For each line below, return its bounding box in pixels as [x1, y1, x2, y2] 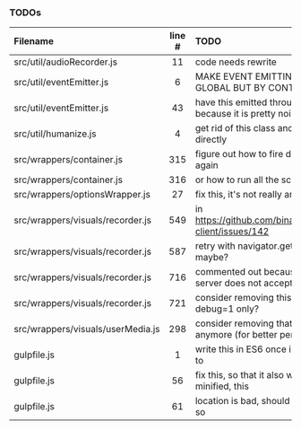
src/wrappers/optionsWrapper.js [13, 189, 150, 201]
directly [194, 133, 227, 145]
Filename [13, 35, 54, 48]
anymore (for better [194, 329, 278, 341]
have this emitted [194, 96, 268, 109]
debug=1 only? [194, 303, 260, 315]
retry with [194, 240, 236, 252]
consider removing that [194, 317, 293, 329]
